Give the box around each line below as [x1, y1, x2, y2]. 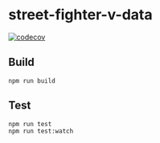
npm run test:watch [8, 127, 74, 135]
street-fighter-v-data [8, 6, 153, 24]
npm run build [8, 76, 56, 85]
